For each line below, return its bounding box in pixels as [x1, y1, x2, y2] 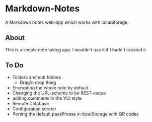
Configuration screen [12, 106, 56, 112]
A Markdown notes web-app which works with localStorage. [5, 19, 129, 25]
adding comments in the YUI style [12, 95, 82, 101]
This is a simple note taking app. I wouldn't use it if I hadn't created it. [5, 46, 148, 52]
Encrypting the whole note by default [12, 84, 88, 90]
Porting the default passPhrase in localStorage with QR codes [12, 111, 139, 117]
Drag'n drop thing [19, 80, 56, 85]
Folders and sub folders [12, 74, 61, 80]
